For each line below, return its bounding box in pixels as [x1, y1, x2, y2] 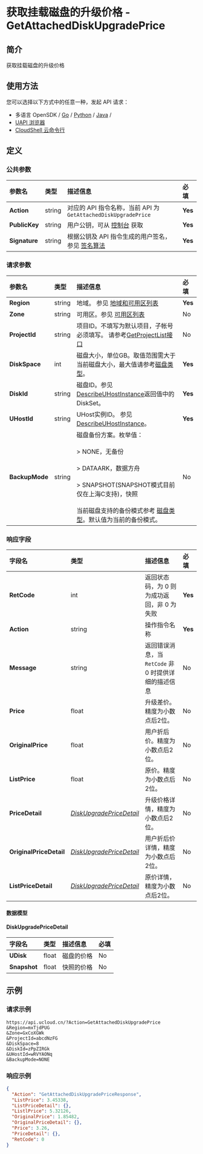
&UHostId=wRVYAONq [6, 1051, 53, 1057]
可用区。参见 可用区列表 [76, 310, 145, 319]
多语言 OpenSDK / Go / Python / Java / [14, 111, 112, 118]
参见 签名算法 [67, 241, 106, 250]
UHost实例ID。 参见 [76, 410, 133, 419]
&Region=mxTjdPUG [6, 1024, 50, 1030]
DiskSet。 [76, 399, 105, 407]
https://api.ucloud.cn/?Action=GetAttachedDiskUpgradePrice [6, 1019, 161, 1026]
